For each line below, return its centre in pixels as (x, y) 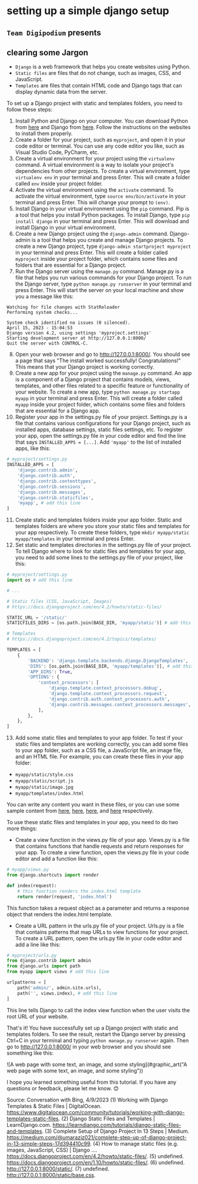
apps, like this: (33, 448)
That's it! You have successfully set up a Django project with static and (93, 1028)
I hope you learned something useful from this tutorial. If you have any (92, 1082)
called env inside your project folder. (59, 183)
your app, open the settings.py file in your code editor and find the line (100, 436)
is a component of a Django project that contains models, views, (93, 379)
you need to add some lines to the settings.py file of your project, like (99, 557)
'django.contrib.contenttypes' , (57, 481)
